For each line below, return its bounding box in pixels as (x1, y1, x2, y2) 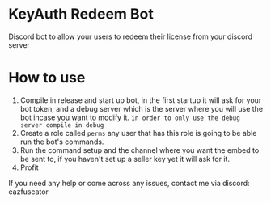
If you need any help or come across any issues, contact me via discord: (8, 178, 250, 188)
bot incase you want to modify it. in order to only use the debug (19, 112, 240, 122)
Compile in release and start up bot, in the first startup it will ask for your (19, 95, 262, 105)
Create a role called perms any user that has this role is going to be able (19, 128, 257, 137)
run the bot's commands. (19, 137, 104, 146)
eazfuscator (8, 187, 49, 197)
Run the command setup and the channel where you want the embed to (19, 145, 260, 154)
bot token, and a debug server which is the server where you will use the (19, 104, 264, 113)
